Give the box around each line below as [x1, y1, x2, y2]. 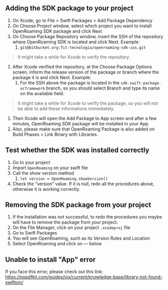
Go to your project [12, 159, 50, 165]
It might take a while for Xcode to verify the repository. [17, 54, 130, 60]
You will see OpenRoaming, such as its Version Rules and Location [12, 235, 150, 241]
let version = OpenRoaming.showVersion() [20, 176, 108, 181]
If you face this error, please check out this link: [5, 269, 104, 275]
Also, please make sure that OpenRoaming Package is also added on [12, 126, 155, 132]
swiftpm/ [5, 279, 24, 285]
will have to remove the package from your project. [12, 219, 118, 226]
